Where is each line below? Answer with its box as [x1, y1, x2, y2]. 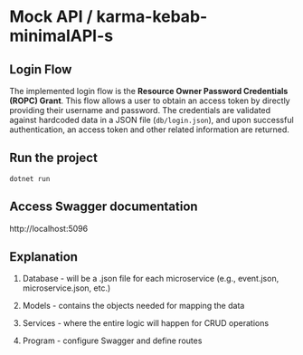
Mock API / [9, 6, 93, 27]
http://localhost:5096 [9, 223, 89, 234]
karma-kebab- [96, 6, 208, 27]
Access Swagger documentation [9, 199, 198, 215]
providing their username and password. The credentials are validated [9, 105, 271, 115]
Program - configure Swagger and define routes [22, 335, 203, 346]
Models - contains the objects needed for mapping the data [22, 301, 245, 312]
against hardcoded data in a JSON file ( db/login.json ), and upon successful [9, 115, 294, 125]
